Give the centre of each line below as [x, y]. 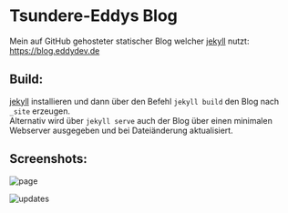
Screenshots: [49, 159]
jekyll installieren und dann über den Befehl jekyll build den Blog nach [144, 101]
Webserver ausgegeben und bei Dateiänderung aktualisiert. [122, 130]
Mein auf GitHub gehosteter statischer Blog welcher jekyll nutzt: [129, 41]
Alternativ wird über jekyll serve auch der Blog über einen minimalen [141, 120]
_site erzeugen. [40, 111]
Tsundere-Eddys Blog [93, 16]
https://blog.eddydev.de [55, 50]
